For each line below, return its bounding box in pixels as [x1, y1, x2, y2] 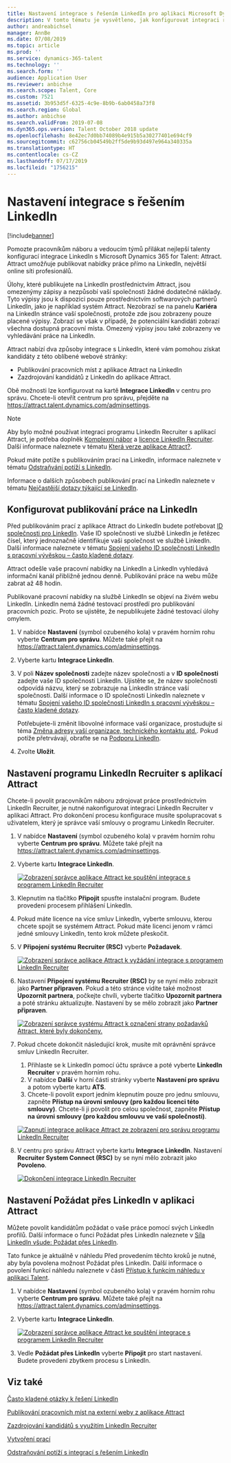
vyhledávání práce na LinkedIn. [7, 331, 96, 340]
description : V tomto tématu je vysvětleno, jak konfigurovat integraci [7, 17, 220, 23]
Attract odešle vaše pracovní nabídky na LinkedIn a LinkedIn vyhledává [7, 564, 208, 573]
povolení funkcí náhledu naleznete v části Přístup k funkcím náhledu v [7, 1266, 205, 1274]
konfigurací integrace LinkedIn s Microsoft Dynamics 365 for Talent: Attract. [7, 252, 222, 260]
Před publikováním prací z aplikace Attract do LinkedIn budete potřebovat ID [7, 522, 223, 530]
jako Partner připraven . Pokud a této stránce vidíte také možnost [16, 984, 201, 992]
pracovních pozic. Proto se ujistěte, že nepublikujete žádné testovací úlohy [7, 607, 219, 616]
